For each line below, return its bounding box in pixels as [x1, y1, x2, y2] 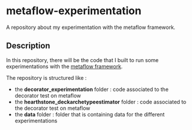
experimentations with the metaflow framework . [6, 63, 123, 70]
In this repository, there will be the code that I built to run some [6, 56, 159, 63]
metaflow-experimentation [6, 4, 142, 18]
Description [6, 41, 50, 51]
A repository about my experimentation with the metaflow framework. [6, 24, 175, 31]
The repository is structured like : [6, 74, 87, 81]
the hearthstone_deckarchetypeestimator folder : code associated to [14, 98, 187, 105]
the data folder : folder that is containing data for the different [14, 110, 165, 118]
